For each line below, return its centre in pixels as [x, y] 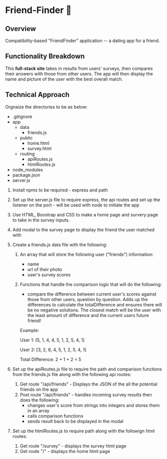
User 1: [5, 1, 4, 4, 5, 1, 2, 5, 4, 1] [52, 340]
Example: [29, 330]
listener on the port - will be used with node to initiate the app [76, 205]
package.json [26, 175]
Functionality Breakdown [45, 56]
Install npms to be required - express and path [60, 190]
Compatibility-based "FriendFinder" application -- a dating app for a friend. [82, 40]
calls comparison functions [55, 416]
